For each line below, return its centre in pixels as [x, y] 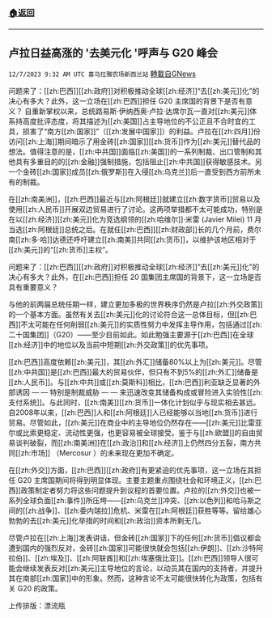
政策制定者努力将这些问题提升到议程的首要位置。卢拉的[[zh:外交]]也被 [137, 490]
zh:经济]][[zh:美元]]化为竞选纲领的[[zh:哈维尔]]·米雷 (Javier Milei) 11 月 [145, 219]
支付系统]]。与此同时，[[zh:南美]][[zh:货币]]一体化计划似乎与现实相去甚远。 [134, 403]
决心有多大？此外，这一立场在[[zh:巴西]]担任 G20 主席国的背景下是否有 [127, 101]
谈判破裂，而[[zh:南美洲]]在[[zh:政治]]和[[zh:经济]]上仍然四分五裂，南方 [135, 443]
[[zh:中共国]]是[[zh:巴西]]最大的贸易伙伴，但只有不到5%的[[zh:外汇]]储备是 [134, 372]
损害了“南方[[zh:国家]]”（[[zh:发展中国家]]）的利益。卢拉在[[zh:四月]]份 [141, 132]
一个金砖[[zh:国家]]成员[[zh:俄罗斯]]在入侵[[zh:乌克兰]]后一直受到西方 [124, 172]
